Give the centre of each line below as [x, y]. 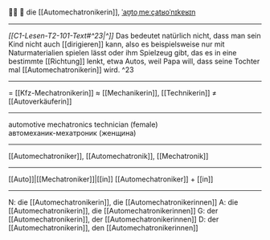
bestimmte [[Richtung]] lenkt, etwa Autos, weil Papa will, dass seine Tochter [134, 61]
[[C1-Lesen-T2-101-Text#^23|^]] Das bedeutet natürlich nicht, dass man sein [135, 36]
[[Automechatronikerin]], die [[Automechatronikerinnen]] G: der [113, 211]
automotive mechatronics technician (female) [83, 124]
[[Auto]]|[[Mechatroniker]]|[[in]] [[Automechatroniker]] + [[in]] [111, 179]
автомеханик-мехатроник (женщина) [72, 133]
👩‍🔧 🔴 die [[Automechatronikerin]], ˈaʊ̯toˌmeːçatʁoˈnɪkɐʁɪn [102, 12]
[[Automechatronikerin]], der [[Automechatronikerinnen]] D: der [114, 219]
